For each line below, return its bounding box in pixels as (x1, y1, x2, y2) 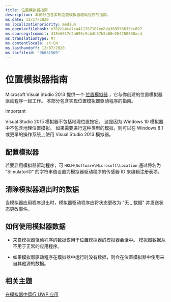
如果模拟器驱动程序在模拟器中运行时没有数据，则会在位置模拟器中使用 (12, 254, 160, 260)
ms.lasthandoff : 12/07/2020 (5, 45, 65, 51)
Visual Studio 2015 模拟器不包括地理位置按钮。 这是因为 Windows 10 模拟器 (5, 118, 164, 125)
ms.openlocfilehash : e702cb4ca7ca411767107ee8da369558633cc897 (5, 27, 142, 32)
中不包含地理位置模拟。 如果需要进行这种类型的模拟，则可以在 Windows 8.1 (5, 125, 163, 131)
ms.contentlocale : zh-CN (5, 41, 58, 46)
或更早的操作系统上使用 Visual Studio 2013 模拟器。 (5, 131, 113, 138)
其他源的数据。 (17, 260, 49, 266)
